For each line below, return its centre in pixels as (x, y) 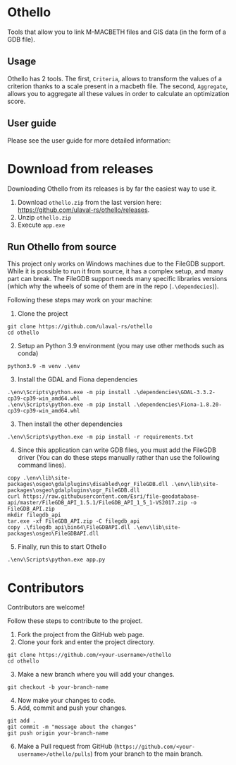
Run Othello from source (62, 247)
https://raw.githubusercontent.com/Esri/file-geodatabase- (111, 497)
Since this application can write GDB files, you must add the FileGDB (117, 450)
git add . (22, 721)
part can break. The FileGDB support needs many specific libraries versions (117, 279)
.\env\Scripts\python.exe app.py (56, 560)
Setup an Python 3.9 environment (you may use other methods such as (121, 346)
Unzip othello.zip (44, 217)
